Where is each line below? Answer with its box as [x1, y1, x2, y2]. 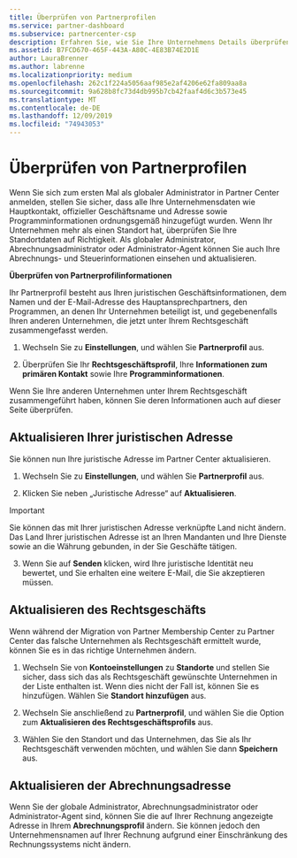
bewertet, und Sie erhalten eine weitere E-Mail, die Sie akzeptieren [21, 567, 265, 578]
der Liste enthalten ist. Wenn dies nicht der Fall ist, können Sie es [21, 680, 259, 691]
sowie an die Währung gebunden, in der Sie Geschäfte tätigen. [9, 540, 237, 551]
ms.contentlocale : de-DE [9, 103, 101, 112]
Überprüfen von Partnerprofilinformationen [9, 270, 172, 280]
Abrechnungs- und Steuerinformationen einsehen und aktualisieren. [9, 253, 257, 264]
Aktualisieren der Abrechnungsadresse [9, 778, 232, 793]
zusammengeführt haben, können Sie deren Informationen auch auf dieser [9, 395, 281, 405]
